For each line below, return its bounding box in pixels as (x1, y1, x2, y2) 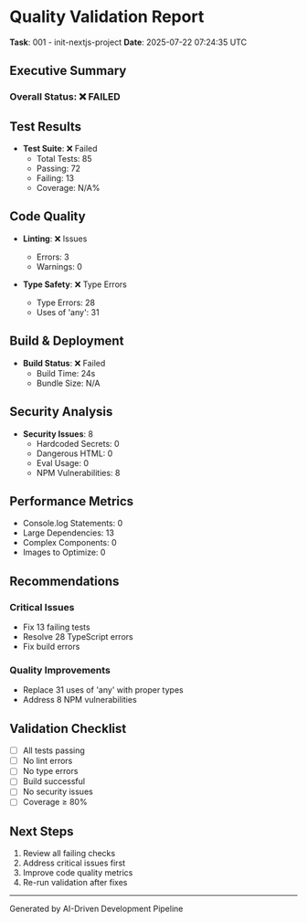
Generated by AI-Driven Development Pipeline (9, 903, 184, 915)
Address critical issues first (22, 857, 126, 869)
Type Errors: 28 (36, 297, 96, 308)
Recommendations (9, 573, 120, 589)
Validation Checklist (9, 720, 127, 737)
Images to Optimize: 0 (22, 546, 106, 558)
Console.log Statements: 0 (22, 518, 123, 529)
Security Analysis (9, 404, 113, 419)
